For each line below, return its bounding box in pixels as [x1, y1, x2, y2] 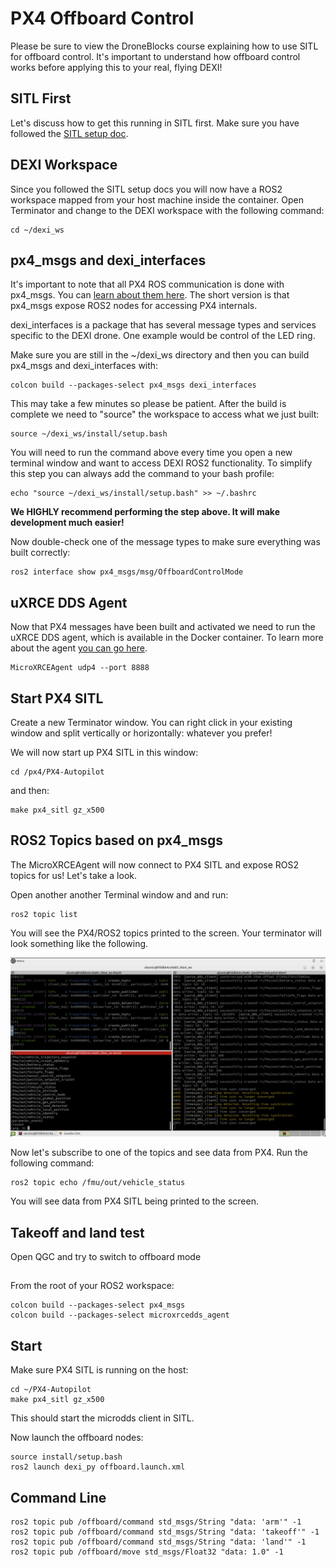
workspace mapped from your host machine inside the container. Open [10, 193, 304, 206]
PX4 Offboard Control [10, 7, 195, 30]
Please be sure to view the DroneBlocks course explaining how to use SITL [10, 40, 319, 52]
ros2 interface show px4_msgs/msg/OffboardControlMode [10, 567, 244, 577]
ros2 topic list [10, 909, 78, 919]
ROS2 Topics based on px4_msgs [10, 832, 224, 849]
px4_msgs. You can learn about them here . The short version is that [10, 289, 290, 301]
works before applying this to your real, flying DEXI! [10, 61, 223, 73]
